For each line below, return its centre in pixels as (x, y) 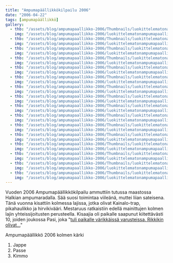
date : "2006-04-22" (26, 15)
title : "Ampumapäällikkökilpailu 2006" (48, 10)
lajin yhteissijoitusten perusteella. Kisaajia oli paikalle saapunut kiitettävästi (84, 214)
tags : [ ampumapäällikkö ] (32, 20)
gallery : (15, 24)
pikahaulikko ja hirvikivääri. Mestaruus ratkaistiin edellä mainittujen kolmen (84, 208)
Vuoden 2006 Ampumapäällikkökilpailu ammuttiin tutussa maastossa (79, 192)
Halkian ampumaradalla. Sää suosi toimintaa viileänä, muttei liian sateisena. (85, 198)
